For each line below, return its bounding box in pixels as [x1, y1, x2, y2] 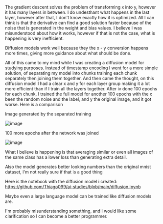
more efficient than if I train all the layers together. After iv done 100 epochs [5, 86, 158, 91]
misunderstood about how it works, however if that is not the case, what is [5, 30, 155, 36]
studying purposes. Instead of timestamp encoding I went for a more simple [5, 65, 158, 71]
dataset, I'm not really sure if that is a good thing [5, 169, 103, 175]
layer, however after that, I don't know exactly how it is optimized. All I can [5, 15, 155, 20]
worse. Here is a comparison [5, 102, 63, 107]
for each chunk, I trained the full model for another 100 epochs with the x [5, 91, 153, 97]
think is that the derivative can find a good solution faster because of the [5, 20, 152, 26]
